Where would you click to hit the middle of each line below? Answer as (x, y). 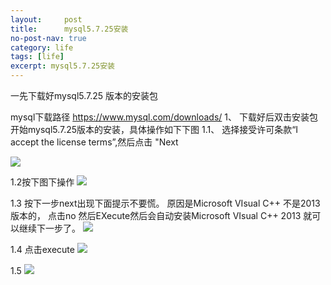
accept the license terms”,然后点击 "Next (94, 142)
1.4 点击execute (42, 249)
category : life (42, 47)
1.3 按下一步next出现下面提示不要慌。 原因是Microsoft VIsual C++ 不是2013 (165, 203)
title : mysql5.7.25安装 (69, 29)
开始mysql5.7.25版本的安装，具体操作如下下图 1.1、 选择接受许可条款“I (154, 129)
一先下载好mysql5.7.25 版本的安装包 (84, 95)
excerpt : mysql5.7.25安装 (62, 66)
